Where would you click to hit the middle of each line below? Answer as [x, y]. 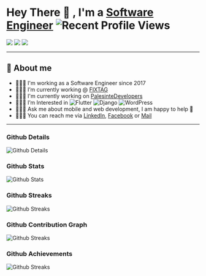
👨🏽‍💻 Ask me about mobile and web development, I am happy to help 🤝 [104, 109]
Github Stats [25, 166]
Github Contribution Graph [47, 225]
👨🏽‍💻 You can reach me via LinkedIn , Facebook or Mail [83, 115]
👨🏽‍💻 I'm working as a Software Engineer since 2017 [80, 83]
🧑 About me [29, 68]
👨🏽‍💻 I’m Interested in [42, 102]
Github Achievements [39, 253]
